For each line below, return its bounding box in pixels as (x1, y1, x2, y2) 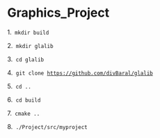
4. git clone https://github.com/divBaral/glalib (7, 68, 153, 77)
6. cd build (7, 95, 41, 104)
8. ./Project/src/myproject (7, 122, 88, 130)
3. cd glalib (7, 54, 44, 63)
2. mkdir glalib (7, 41, 54, 49)
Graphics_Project (7, 5, 110, 21)
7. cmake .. (7, 109, 40, 117)
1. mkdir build (7, 28, 49, 36)
